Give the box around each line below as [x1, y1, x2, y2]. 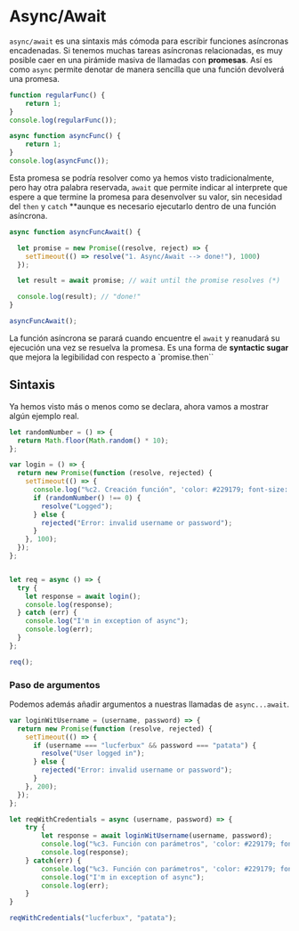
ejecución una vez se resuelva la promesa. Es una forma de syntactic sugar [9, 342, 289, 352]
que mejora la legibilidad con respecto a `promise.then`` [9, 352, 214, 362]
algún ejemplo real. [9, 410, 80, 421]
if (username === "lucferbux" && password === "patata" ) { [32, 741, 256, 749]
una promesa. [9, 73, 61, 84]
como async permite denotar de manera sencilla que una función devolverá [9, 64, 285, 75]
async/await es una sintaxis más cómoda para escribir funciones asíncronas [9, 36, 289, 46]
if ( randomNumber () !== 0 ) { [32, 493, 141, 502]
